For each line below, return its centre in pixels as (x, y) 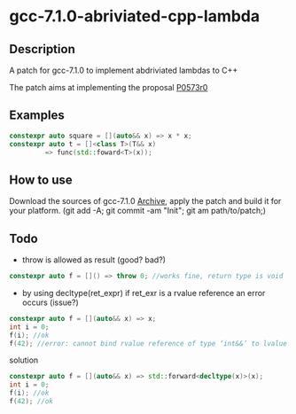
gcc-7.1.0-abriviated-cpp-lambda (135, 16)
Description (42, 49)
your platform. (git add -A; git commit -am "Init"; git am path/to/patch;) (138, 211)
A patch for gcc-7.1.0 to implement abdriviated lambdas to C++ (124, 70)
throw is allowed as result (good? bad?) (94, 260)
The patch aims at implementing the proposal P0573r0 (109, 87)
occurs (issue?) (51, 302)
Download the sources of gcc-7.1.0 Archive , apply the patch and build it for (145, 201)
